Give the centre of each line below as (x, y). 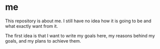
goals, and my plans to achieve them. (43, 41)
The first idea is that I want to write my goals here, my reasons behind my (80, 36)
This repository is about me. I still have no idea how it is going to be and (78, 21)
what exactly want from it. (32, 26)
